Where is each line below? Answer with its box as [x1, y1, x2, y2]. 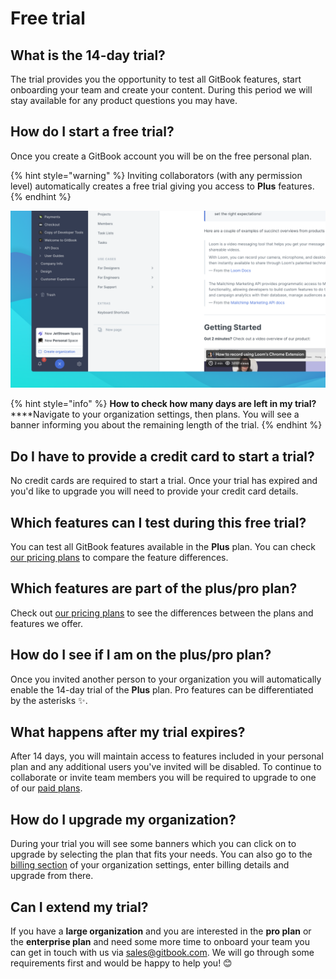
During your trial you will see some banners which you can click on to [10, 838, 297, 850]
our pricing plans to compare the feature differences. [10, 551, 229, 563]
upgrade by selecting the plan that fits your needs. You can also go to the [10, 848, 313, 861]
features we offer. [10, 617, 84, 629]
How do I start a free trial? [10, 123, 175, 141]
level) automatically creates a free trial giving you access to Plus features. [10, 180, 315, 192]
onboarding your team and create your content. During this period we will [10, 84, 313, 96]
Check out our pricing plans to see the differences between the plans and [10, 607, 314, 619]
